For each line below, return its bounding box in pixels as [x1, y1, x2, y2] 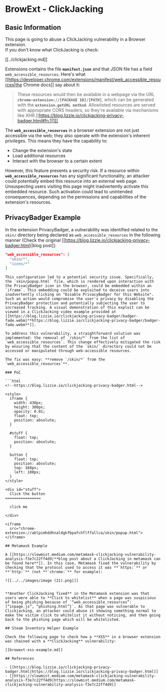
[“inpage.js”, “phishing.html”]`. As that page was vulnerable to [5, 604, 145, 609]
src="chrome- [9, 526, 37, 531]
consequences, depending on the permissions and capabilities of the [5, 194, 147, 200]
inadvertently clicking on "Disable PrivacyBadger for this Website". [5, 292, 154, 297]
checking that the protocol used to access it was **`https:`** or [5, 565, 148, 570]
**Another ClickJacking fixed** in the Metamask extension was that [5, 591, 150, 596]
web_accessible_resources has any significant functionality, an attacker [5, 173, 150, 179]
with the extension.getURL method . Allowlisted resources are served [17, 102, 156, 107]
